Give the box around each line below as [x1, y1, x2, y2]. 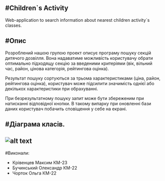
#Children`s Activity [5, 4, 68, 12]
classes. [5, 22, 22, 28]
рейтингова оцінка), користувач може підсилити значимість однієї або [5, 80, 155, 86]
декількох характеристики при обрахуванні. [5, 86, 99, 91]
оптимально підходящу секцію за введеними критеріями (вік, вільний [5, 60, 153, 66]
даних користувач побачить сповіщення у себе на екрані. [5, 106, 127, 112]
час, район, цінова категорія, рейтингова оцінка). [5, 65, 109, 71]
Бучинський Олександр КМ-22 [12, 165, 77, 171]
